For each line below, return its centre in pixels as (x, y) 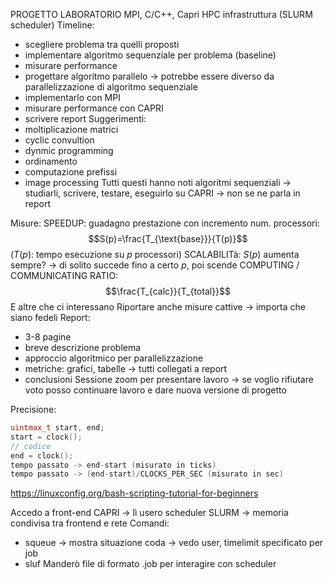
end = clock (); (42, 455)
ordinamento (51, 161)
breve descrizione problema (83, 347)
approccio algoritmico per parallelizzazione (114, 358)
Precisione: (33, 409)
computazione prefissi (71, 172)
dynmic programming (69, 150)
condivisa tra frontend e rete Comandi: (90, 523)
